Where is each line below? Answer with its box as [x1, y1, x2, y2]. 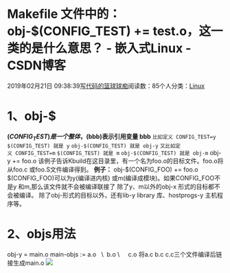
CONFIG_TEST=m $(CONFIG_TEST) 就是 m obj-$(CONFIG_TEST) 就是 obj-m [15, 150, 209, 156]
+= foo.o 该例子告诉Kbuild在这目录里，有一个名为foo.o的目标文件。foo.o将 [12, 156, 224, 165]
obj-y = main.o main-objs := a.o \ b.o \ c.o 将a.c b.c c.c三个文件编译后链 [7, 250, 222, 258]
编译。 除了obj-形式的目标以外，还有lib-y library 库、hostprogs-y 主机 [19, 191, 218, 199]
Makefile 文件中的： [7, 6, 122, 22]
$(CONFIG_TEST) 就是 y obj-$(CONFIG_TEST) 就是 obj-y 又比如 [7, 142, 176, 150]
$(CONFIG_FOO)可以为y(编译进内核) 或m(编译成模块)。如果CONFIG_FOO [7, 174, 215, 182]
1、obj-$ [7, 108, 56, 124]
